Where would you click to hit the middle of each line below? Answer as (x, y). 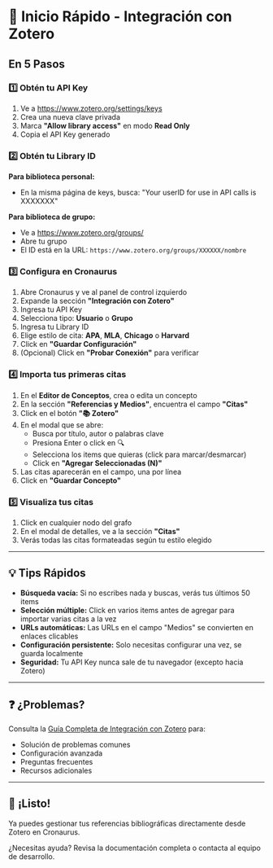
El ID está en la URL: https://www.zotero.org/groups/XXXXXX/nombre (133, 250)
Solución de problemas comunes (75, 744)
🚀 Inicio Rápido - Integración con (120, 17)
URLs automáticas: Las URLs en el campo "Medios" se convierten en (136, 627)
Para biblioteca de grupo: (52, 217)
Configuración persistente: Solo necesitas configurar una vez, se (131, 644)
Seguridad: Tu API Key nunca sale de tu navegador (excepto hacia (132, 662)
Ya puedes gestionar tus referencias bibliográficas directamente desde (127, 823)
